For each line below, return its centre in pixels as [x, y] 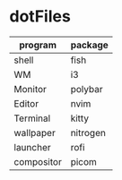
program [38, 45]
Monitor [30, 89]
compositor [38, 161]
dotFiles [40, 17]
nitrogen [88, 133]
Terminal [32, 118]
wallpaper [35, 133]
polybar [87, 89]
